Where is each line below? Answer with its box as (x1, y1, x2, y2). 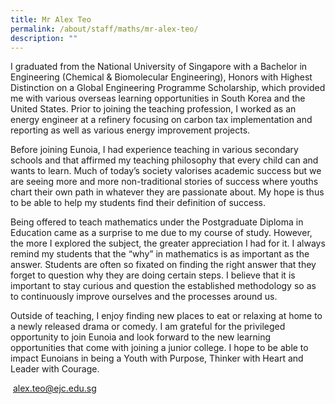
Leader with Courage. (10, 363, 100, 375)
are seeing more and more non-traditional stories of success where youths (10, 176, 319, 188)
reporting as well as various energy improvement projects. (10, 124, 251, 136)
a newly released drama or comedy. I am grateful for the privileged (10, 321, 286, 333)
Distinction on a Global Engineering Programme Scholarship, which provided (10, 82, 326, 94)
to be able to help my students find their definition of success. (10, 197, 267, 209)
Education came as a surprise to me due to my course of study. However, (10, 227, 313, 239)
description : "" (10, 33, 78, 43)
